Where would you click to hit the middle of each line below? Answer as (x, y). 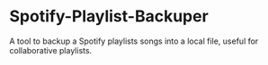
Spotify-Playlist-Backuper (109, 16)
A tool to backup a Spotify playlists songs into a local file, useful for (134, 41)
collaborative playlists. (51, 50)
